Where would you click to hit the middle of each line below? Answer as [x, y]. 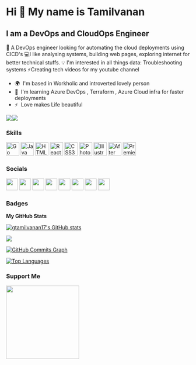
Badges [17, 203]
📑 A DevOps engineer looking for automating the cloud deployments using [95, 47]
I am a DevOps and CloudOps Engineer [78, 34]
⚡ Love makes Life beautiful [48, 104]
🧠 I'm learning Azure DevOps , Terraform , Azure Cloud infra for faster [99, 92]
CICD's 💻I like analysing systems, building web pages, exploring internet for [98, 54]
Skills [14, 133]
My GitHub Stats [27, 216]
